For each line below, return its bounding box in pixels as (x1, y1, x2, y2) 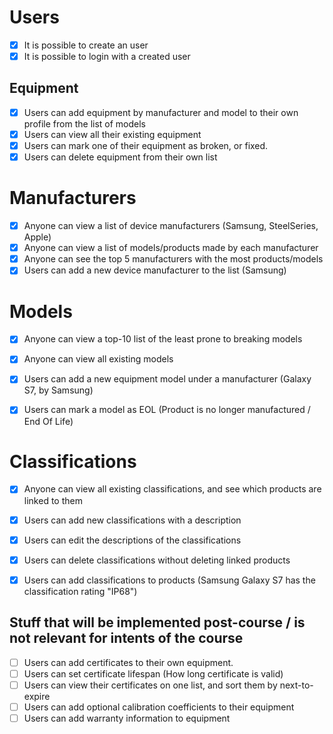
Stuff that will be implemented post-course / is (9, 614, 306, 631)
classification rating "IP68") (23, 585, 138, 597)
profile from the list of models (23, 117, 147, 130)
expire (23, 690, 51, 702)
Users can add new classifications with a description (23, 514, 242, 526)
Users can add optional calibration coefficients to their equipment (23, 701, 295, 713)
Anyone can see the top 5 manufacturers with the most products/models (23, 253, 324, 265)
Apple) (23, 231, 52, 243)
